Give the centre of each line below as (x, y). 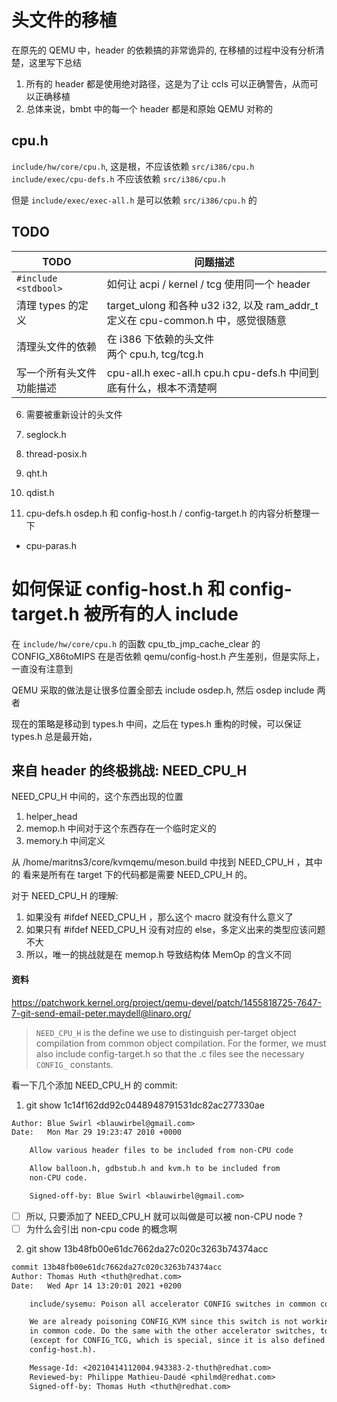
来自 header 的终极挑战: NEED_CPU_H (129, 770)
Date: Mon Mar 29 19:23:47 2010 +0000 (97, 1132)
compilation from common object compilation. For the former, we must (181, 1043)
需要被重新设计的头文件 (74, 414)
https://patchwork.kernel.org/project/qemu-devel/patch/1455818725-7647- (166, 1002)
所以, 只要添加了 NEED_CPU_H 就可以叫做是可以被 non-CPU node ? (164, 1216)
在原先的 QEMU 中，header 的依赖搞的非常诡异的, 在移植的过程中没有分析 (163, 50)
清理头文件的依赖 (57, 346)
